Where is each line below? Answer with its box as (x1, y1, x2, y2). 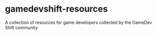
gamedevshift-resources (5, 3, 108, 15)
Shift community (5, 24, 38, 30)
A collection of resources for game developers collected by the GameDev (5, 19, 152, 25)
